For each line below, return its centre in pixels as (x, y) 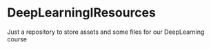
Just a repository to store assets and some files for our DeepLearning (106, 32)
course (17, 39)
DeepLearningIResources (82, 13)
